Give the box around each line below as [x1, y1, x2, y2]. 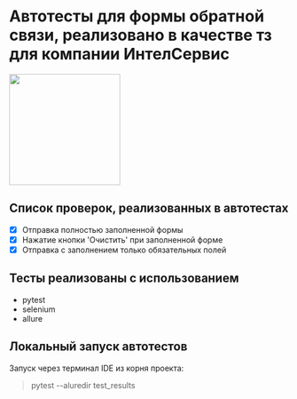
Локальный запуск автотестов [9, 339, 188, 355]
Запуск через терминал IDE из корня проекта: [9, 363, 184, 373]
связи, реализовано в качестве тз [9, 25, 272, 45]
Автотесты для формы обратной [9, 6, 264, 27]
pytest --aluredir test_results [30, 379, 136, 390]
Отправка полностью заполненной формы [21, 224, 184, 235]
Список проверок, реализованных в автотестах [9, 201, 289, 216]
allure [21, 313, 43, 323]
